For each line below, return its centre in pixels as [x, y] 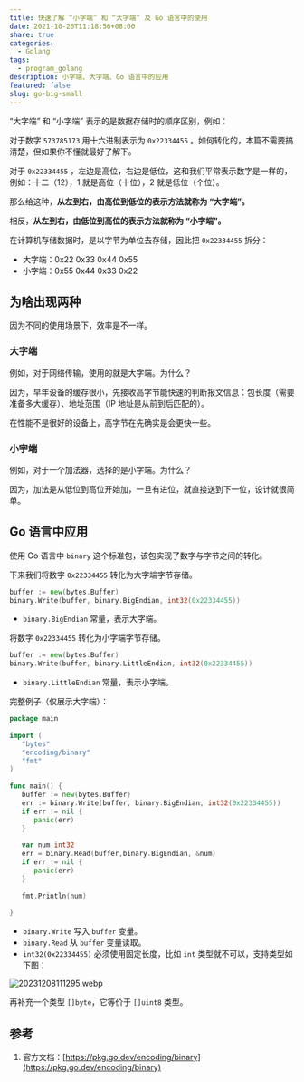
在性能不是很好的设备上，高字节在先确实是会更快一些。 [112, 422]
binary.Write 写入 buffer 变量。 [82, 931]
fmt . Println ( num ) [54, 896]
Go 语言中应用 [49, 532]
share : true [32, 34]
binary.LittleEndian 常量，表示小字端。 [98, 683]
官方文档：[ [44, 1057]
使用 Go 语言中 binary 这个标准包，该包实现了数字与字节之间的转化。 [138, 556]
